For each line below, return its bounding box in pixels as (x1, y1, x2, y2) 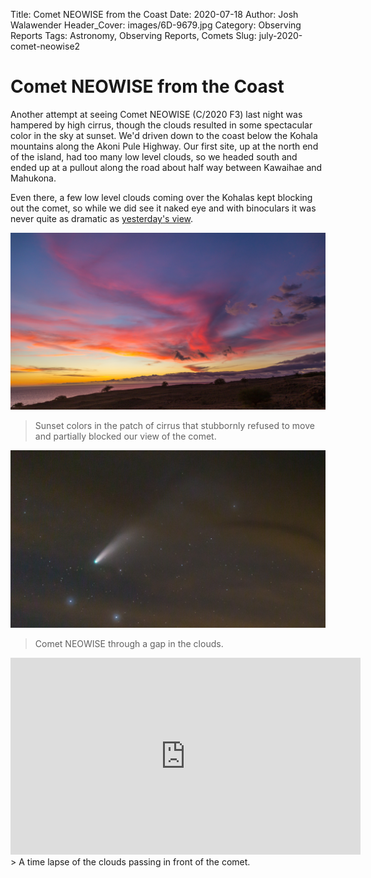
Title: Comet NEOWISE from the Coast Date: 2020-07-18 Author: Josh (10, 9, 299, 20)
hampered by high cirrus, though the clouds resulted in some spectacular (10, 119, 313, 131)
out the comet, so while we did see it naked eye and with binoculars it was (10, 202, 317, 214)
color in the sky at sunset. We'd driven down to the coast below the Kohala (10, 129, 318, 141)
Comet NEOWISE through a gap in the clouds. (34, 637, 224, 649)
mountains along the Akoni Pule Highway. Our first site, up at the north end (10, 140, 319, 152)
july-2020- (258, 30, 303, 41)
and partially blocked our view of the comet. (34, 430, 217, 443)
